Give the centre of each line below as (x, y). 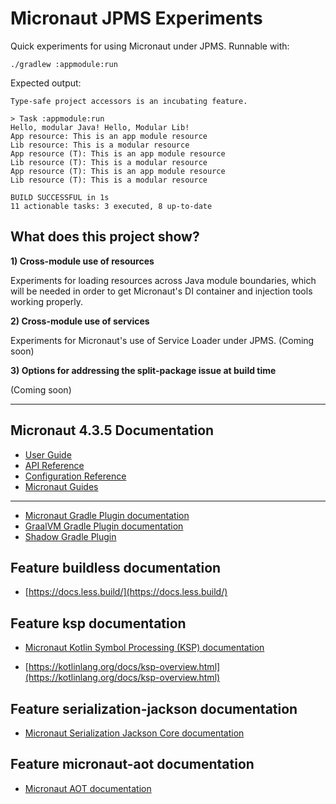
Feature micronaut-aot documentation (132, 764)
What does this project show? (105, 237)
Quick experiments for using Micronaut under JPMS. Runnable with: (150, 46)
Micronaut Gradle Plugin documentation (107, 515)
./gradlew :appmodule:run (64, 64)
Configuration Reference (75, 476)
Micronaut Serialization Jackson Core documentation (134, 733)
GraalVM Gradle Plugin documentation (104, 526)
